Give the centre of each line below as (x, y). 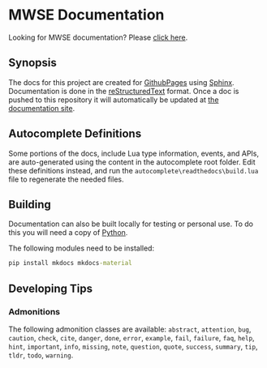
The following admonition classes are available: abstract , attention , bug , (130, 329)
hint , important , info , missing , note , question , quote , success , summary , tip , (133, 346)
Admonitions (34, 311)
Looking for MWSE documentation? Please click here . (98, 37)
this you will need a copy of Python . (68, 233)
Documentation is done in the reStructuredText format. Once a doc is (124, 91)
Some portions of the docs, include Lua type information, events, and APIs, (134, 153)
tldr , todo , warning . (41, 355)
